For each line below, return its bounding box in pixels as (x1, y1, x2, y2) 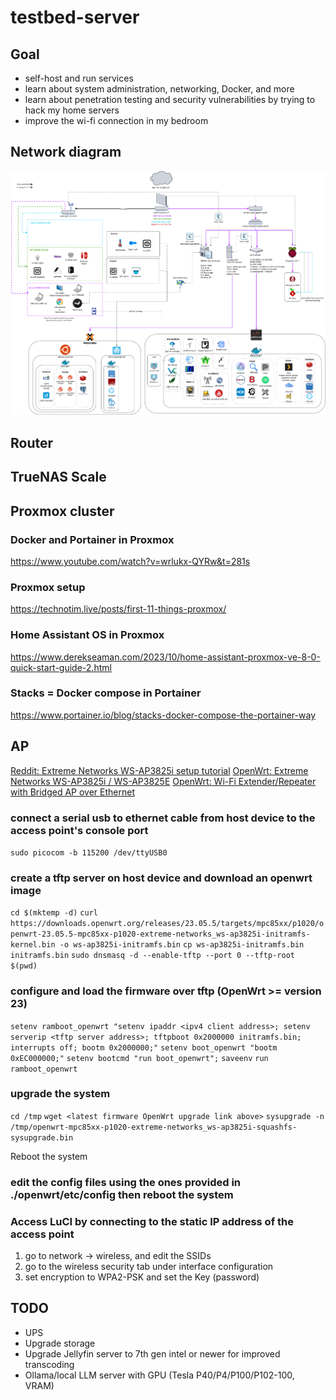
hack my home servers (24, 104, 120, 116)
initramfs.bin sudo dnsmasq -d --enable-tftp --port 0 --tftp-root (10, 951, 295, 961)
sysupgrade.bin (10, 1132, 74, 1143)
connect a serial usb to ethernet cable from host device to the (10, 811, 316, 825)
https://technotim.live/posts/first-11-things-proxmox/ (10, 603, 227, 615)
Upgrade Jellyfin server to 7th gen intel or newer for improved (24, 1347, 281, 1360)
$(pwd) (10, 961, 38, 971)
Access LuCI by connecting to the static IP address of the (10, 1214, 294, 1228)
